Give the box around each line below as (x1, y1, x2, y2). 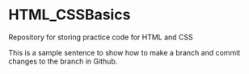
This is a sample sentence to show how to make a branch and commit (8, 47, 241, 57)
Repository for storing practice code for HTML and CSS (8, 32, 194, 42)
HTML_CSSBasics (8, 6, 131, 24)
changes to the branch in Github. (8, 56, 118, 66)
